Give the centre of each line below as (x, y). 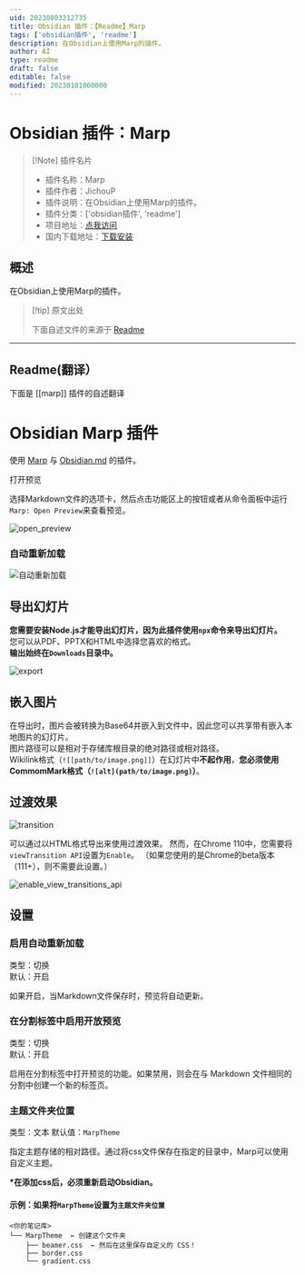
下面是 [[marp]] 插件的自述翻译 (67, 393)
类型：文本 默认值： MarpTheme (65, 1132)
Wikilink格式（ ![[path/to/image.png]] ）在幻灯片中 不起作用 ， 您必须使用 (144, 760)
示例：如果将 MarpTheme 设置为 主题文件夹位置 (87, 1204)
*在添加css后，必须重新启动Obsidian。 (84, 1182)
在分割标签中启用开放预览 (65, 1021)
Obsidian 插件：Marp (90, 133)
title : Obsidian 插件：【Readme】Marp (78, 26)
